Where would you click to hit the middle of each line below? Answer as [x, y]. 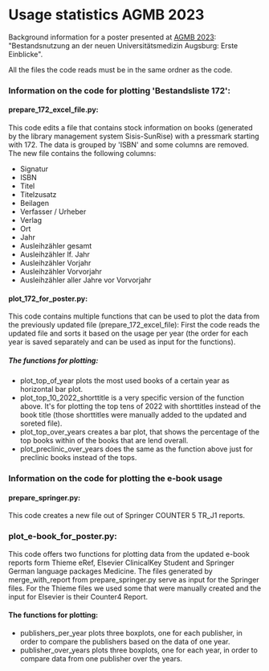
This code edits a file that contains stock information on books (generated [130, 128]
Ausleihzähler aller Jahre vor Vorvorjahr [86, 280]
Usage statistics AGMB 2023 [106, 15]
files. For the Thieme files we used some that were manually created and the [135, 588]
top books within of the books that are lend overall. [104, 441]
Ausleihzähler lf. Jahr [55, 254]
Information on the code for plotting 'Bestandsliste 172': [120, 90]
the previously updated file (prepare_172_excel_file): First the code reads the [134, 325]
